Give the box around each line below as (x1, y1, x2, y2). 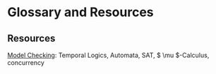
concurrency (7, 58, 44, 67)
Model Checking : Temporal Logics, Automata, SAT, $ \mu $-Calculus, (7, 51, 210, 59)
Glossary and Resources (7, 4, 154, 20)
